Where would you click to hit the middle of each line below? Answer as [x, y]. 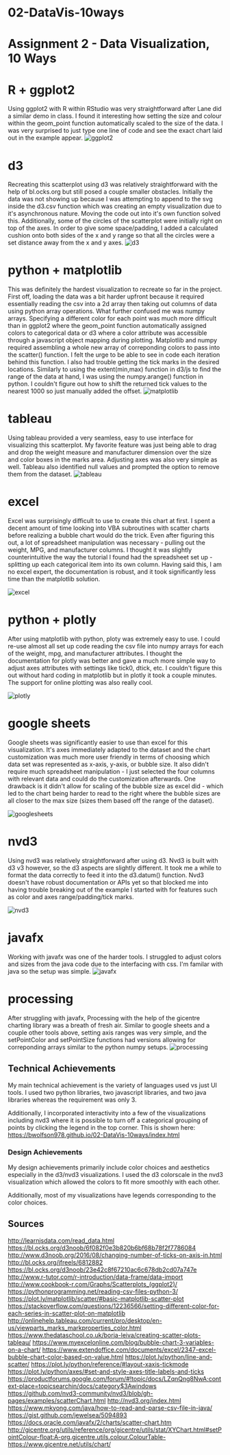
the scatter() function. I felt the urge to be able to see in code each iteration [114, 355]
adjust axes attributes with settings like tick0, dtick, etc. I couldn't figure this [115, 668]
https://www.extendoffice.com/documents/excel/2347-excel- [129, 1350]
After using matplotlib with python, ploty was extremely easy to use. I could [114, 639]
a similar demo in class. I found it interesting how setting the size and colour [115, 116]
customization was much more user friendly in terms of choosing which [109, 757]
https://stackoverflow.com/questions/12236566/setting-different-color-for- [114, 1306]
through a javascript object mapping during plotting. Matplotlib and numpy [113, 340]
